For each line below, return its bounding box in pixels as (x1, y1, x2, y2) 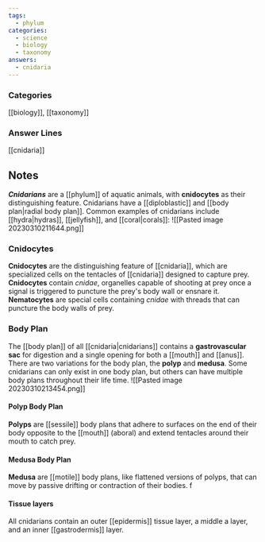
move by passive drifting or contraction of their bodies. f (8, 481, 193, 490)
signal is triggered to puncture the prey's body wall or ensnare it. (8, 287, 220, 296)
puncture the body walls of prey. (8, 304, 115, 313)
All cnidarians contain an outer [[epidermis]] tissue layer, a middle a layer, (8, 517, 248, 526)
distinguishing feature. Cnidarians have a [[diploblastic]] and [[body (8, 198, 229, 207)
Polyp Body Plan (8, 402, 63, 412)
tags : (8, 11, 26, 20)
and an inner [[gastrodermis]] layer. (8, 525, 125, 535)
